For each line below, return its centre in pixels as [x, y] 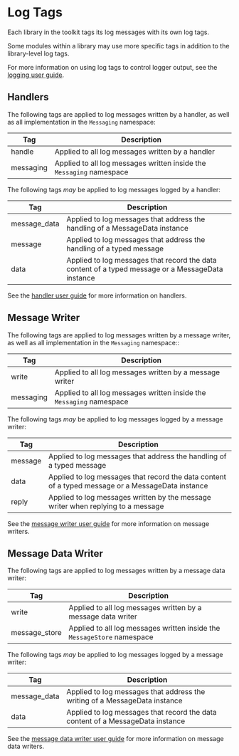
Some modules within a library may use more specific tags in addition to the [118, 46]
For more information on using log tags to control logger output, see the [112, 67]
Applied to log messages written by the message [130, 497]
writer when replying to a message [106, 506]
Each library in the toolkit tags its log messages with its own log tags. [108, 32]
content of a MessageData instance [126, 721]
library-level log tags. [38, 53]
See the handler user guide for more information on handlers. [97, 295]
